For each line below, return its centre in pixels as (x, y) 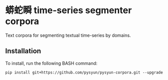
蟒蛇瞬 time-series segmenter (69, 10)
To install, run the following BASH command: (51, 63)
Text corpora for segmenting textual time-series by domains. (68, 35)
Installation (23, 51)
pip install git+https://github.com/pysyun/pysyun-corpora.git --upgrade (84, 72)
